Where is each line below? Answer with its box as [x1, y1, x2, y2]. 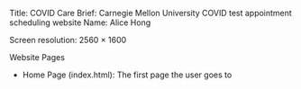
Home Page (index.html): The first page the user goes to [22, 69, 233, 80]
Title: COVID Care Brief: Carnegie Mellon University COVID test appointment [9, 8, 293, 18]
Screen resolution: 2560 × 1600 [9, 35, 127, 45]
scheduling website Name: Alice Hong [9, 17, 151, 28]
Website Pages [9, 52, 66, 62]
